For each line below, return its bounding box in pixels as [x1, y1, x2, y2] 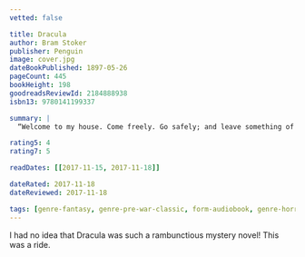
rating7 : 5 [9, 147, 51, 156]
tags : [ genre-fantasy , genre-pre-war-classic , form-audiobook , [9, 204, 254, 213]
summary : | [9, 114, 51, 123]
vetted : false [9, 13, 64, 23]
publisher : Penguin [9, 46, 84, 55]
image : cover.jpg [9, 55, 75, 64]
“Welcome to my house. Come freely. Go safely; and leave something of [17, 122, 295, 132]
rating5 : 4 [9, 138, 51, 148]
